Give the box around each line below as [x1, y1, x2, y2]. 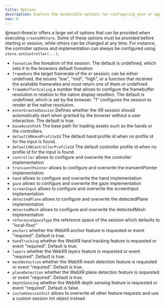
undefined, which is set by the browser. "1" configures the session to [12, 97, 152, 103]
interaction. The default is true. [12, 118, 75, 123]
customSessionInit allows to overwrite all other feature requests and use [12, 290, 159, 296]
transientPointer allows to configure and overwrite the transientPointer [12, 165, 158, 171]
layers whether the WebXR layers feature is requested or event [12, 248, 140, 254]
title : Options [5, 7, 36, 12]
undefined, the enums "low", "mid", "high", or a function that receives [12, 76, 153, 82]
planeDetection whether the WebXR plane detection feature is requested [12, 269, 160, 275]
